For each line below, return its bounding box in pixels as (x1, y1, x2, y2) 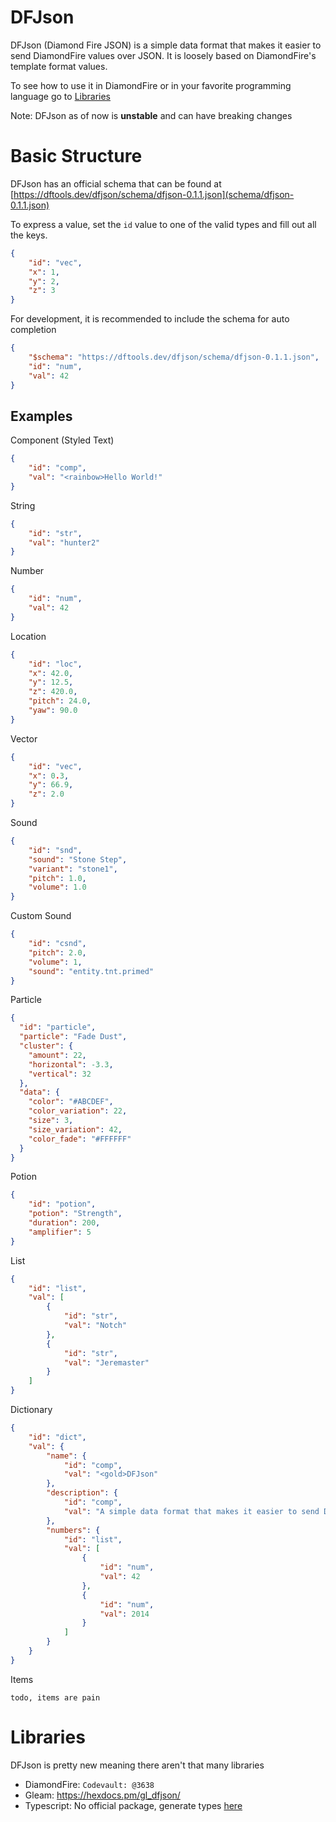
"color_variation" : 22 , (28, 1106, 128, 1116)
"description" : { (46, 1488, 118, 1498)
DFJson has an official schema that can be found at (10, 177, 222, 190)
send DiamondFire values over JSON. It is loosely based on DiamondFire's (10, 49, 317, 61)
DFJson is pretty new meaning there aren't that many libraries (10, 1759, 265, 1771)
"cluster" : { (19, 1041, 74, 1051)
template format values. (10, 60, 108, 72)
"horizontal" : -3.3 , (28, 1059, 114, 1070)
